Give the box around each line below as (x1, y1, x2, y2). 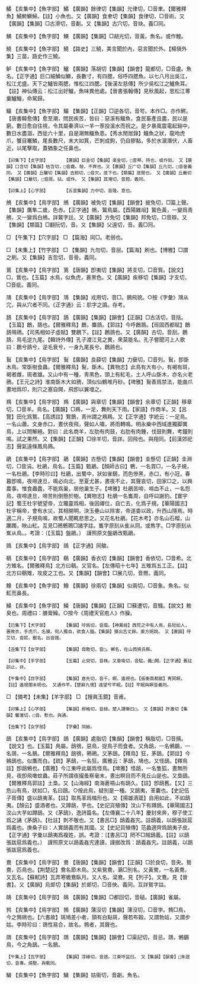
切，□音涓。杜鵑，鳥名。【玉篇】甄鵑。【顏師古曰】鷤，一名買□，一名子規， (6, 463, 192, 469)
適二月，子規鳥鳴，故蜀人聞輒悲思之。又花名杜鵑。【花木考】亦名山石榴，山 (6, 515, 191, 522)
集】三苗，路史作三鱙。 (6, 53, 63, 59)
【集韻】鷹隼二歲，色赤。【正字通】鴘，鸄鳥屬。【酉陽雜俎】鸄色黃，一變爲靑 (6, 206, 193, 213)
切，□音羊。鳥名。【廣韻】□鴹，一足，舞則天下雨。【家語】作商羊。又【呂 (6, 405, 187, 413)
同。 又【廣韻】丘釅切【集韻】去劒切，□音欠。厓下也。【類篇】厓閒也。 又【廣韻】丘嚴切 (6, 170, 192, 176)
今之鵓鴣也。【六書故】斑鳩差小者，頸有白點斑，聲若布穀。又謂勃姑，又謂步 (6, 913, 191, 921)
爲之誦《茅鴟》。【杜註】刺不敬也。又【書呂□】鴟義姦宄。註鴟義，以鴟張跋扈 (6, 817, 192, 823)
